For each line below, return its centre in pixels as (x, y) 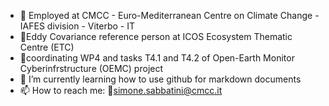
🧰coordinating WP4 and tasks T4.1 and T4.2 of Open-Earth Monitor (157, 58)
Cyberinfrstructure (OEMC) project (91, 68)
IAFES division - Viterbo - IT (77, 26)
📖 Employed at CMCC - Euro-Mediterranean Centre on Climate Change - (169, 15)
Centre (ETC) (47, 47)
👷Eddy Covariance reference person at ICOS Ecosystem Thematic (156, 36)
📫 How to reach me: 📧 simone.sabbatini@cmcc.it (121, 90)
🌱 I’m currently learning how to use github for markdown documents (160, 79)
